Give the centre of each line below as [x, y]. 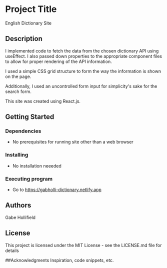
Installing [17, 155]
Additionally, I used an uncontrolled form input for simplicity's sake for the [81, 86]
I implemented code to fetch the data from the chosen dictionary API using [82, 50]
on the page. [18, 76]
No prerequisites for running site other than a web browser [73, 142]
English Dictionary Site [28, 23]
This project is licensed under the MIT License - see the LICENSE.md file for [83, 245]
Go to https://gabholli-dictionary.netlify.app [57, 190]
